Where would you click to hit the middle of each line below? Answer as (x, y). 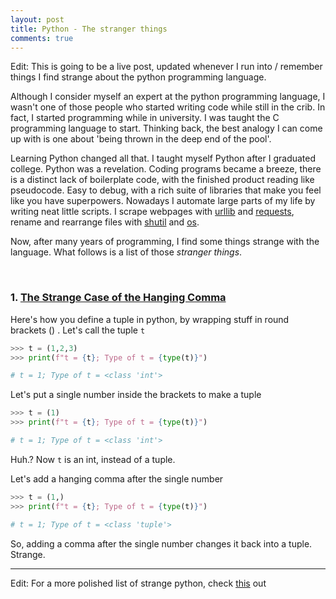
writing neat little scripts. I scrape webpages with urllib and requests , (152, 212)
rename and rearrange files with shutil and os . (105, 222)
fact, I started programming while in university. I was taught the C (145, 118)
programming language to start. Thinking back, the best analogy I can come (166, 128)
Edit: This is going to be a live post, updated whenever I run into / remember (166, 67)
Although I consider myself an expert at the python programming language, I (168, 97)
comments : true (42, 38)
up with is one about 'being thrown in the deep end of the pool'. (141, 139)
